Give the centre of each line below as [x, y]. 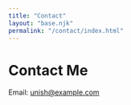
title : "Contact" [37, 16]
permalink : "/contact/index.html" [66, 30]
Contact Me [48, 70]
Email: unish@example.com [54, 92]
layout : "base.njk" [41, 23]
